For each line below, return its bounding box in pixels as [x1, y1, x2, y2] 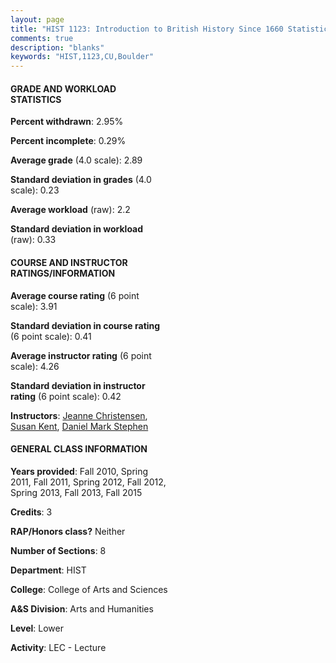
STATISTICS [10, 93, 62, 105]
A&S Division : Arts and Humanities [10, 602, 154, 615]
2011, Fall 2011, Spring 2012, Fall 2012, [10, 476, 167, 488]
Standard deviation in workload [10, 223, 144, 235]
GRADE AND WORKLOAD [10, 82, 117, 95]
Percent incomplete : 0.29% [10, 135, 127, 147]
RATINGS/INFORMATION [10, 267, 116, 279]
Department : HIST [10, 564, 87, 576]
